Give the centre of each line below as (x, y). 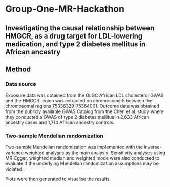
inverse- (153, 147)
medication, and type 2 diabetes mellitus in (76, 44)
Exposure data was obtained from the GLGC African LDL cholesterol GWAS (84, 95)
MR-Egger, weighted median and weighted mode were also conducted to (82, 158)
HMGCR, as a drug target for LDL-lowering (74, 36)
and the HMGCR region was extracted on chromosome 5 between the (79, 101)
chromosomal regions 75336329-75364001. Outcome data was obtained (82, 106)
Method (18, 69)
